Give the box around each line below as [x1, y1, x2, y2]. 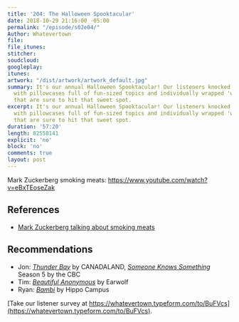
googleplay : [7, 63, 43, 71]
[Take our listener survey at [7, 298, 87, 307]
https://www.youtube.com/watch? [107, 175, 208, 184]
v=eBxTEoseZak [7, 183, 55, 192]
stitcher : [7, 51, 37, 58]
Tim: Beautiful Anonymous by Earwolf [17, 277, 129, 286]
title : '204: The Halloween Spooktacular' [7, 10, 135, 18]
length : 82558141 [7, 130, 59, 137]
